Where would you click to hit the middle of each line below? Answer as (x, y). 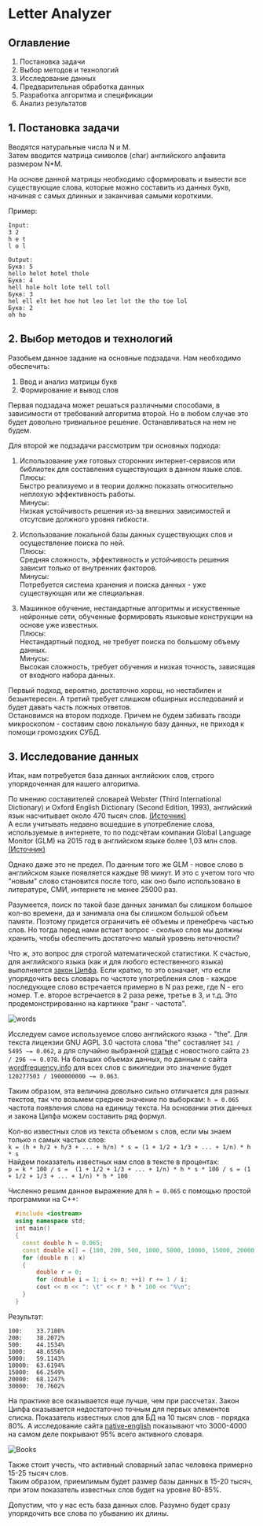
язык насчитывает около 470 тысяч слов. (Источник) (97, 816)
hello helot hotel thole (49, 273)
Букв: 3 (21, 294)
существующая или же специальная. (82, 593)
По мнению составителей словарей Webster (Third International (115, 799)
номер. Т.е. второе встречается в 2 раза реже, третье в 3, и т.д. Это (123, 995)
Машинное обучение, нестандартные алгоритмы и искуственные (130, 608)
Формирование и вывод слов (69, 389)
